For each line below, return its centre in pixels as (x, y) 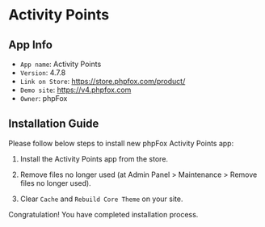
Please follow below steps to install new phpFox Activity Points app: (121, 143)
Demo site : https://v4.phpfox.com (76, 90)
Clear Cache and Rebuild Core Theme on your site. (101, 199)
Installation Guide (54, 124)
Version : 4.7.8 (43, 73)
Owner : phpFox (44, 98)
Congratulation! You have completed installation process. (103, 214)
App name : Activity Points (61, 64)
